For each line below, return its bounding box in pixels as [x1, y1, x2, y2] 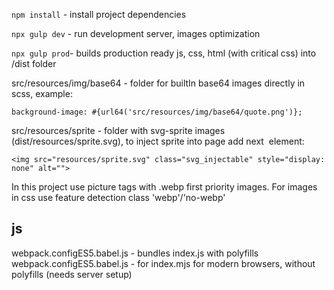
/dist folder [11, 58, 57, 69]
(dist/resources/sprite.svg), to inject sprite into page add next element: [11, 135, 305, 147]
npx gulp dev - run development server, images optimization [11, 28, 261, 39]
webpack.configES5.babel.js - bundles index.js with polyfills [11, 247, 259, 259]
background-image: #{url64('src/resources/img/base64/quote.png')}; [11, 107, 303, 117]
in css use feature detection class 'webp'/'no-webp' [11, 192, 226, 203]
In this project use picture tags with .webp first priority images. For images [11, 181, 318, 193]
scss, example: [11, 88, 73, 99]
